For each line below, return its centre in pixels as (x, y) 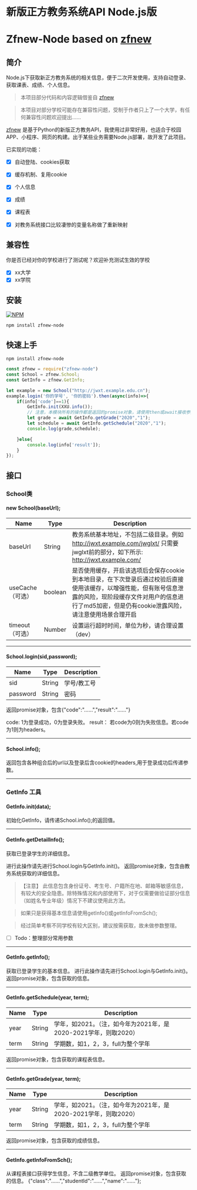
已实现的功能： (24, 150)
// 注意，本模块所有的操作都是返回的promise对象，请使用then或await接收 (107, 412)
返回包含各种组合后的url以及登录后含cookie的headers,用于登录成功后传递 (95, 763)
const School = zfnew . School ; (43, 375)
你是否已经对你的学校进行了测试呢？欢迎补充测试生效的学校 (78, 260)
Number (55, 629)
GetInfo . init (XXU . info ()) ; (60, 407)
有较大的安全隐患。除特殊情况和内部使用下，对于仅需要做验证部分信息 (105, 893)
